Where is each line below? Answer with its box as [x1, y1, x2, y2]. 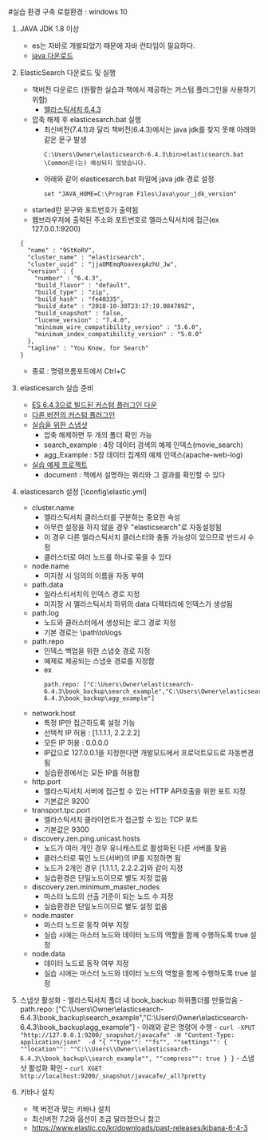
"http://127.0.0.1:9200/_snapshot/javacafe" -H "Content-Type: [19, 1031, 235, 1039]
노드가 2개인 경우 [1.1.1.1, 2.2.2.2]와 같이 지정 [43, 863, 183, 873]
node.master [31, 911, 74, 920]
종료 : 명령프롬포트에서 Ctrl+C [31, 366, 126, 375]
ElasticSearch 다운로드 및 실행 [19, 68, 116, 77]
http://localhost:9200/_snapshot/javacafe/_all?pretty [19, 1072, 207, 1080]
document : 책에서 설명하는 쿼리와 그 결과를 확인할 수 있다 [43, 470, 226, 479]
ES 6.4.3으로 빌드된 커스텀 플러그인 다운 [31, 400, 158, 410]
